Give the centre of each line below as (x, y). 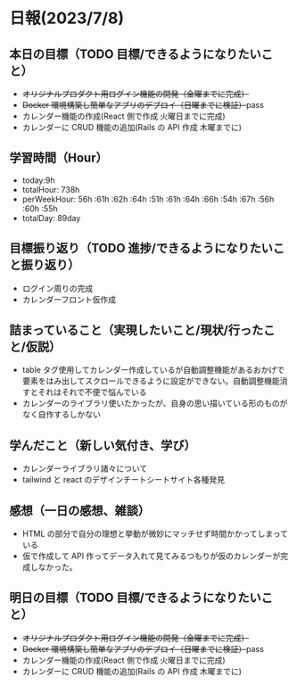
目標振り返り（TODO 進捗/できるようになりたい (141, 248)
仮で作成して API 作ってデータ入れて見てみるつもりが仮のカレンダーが (151, 556)
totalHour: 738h (51, 189)
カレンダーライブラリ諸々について (85, 468)
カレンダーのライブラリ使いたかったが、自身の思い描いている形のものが (155, 403)
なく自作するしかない (61, 415)
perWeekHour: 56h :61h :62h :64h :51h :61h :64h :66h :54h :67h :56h (148, 199)
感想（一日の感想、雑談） (79, 511)
